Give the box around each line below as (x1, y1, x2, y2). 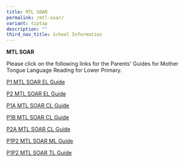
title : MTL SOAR (6, 9, 48, 15)
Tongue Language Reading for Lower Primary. (6, 66, 122, 74)
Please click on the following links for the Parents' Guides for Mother (6, 60, 179, 68)
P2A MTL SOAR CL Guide (6, 125, 71, 133)
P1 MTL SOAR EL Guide (6, 79, 65, 86)
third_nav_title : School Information (6, 32, 103, 38)
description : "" (6, 26, 48, 32)
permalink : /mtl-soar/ (6, 15, 64, 21)
